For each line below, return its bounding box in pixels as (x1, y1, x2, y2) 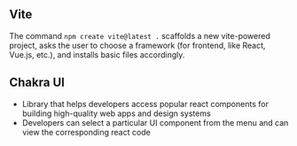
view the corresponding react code (21, 127, 151, 137)
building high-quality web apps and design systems (21, 108, 211, 119)
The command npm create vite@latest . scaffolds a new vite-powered (9, 30, 270, 41)
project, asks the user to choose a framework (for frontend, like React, (9, 40, 266, 50)
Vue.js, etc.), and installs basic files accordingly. (9, 49, 185, 60)
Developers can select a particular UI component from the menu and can (21, 117, 289, 127)
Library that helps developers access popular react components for (21, 98, 269, 109)
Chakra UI (9, 75, 65, 90)
